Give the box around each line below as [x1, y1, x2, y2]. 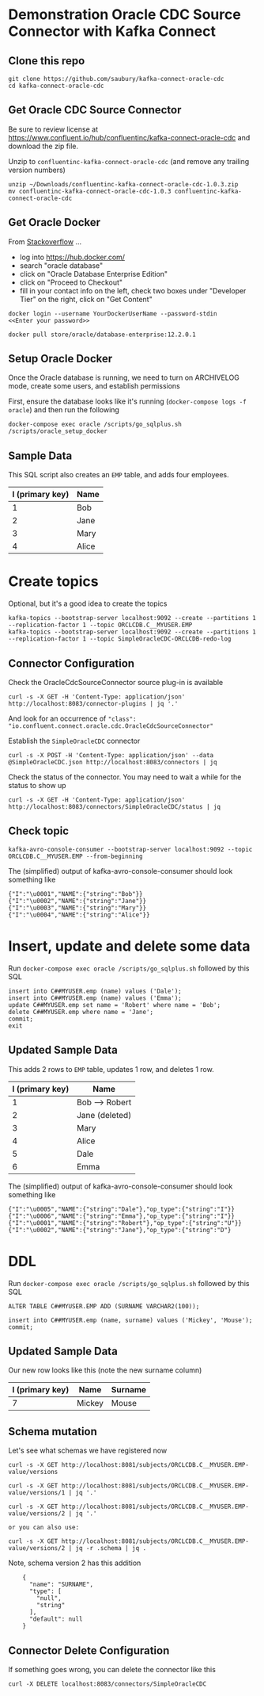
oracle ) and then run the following [8, 405, 120, 415]
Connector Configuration [8, 657, 135, 670]
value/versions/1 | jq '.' [8, 1489, 97, 1497]
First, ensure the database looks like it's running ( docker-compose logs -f [8, 396, 247, 406]
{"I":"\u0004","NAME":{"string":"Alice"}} [8, 910, 150, 919]
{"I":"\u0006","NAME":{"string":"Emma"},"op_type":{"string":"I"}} [8, 1212, 236, 1220]
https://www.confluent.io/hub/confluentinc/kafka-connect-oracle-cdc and [8, 132, 251, 142]
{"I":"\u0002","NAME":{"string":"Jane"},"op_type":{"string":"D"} [8, 1226, 232, 1234]
